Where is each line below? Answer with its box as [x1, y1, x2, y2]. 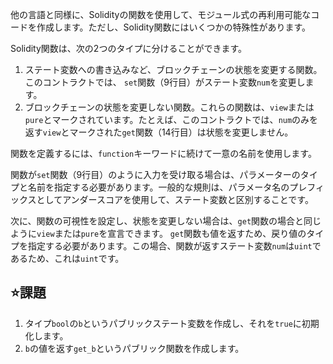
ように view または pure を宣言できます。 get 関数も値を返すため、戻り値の [10, 228, 307, 239]
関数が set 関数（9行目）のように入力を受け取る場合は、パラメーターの [10, 169, 301, 180]
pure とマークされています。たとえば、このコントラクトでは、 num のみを [24, 114, 319, 125]
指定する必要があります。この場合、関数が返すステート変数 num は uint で [27, 240, 322, 252]
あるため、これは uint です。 [10, 253, 125, 264]
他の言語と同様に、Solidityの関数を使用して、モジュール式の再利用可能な [10, 9, 312, 20]
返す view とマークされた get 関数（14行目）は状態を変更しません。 [24, 126, 294, 138]
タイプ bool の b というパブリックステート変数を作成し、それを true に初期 [24, 317, 320, 329]
